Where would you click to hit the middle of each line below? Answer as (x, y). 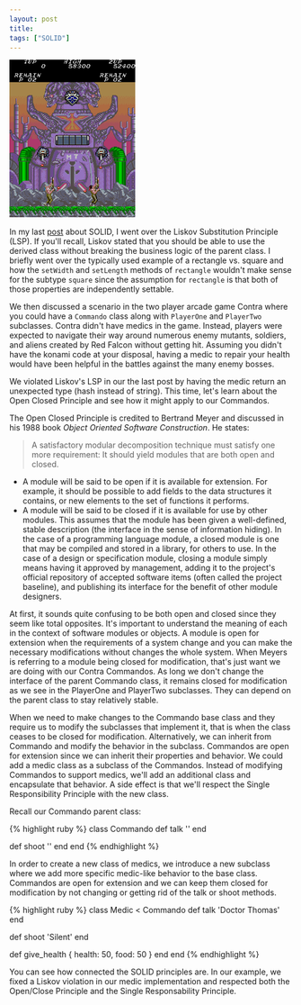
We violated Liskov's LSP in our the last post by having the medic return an (148, 382)
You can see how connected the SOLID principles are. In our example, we (145, 972)
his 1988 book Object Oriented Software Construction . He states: (129, 428)
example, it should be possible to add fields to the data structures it (147, 492)
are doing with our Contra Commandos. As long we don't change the (137, 672)
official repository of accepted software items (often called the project (152, 577)
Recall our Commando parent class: (75, 811)
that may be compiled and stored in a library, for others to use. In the (149, 548)
